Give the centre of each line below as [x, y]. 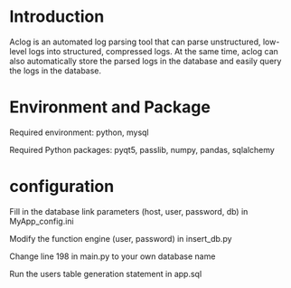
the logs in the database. [56, 71]
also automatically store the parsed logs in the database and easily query [145, 61]
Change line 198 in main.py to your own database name [113, 256]
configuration [62, 187]
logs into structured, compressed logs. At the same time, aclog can [153, 51]
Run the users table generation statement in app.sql [106, 274]
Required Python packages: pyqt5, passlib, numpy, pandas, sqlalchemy [142, 149]
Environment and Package [110, 107]
